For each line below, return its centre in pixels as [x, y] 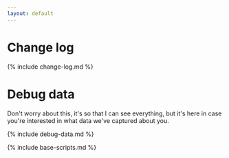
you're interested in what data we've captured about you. [88, 120]
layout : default [30, 13]
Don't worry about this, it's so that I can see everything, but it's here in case [115, 113]
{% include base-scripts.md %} [52, 147]
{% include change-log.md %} [51, 67]
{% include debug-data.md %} [51, 134]
